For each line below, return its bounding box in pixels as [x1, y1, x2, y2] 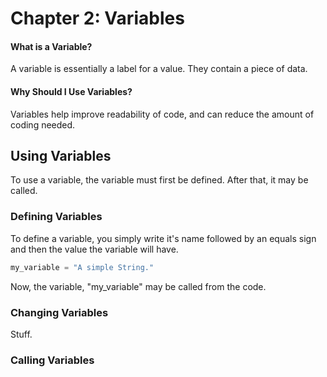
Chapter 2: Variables [10, 7, 185, 30]
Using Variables [10, 147, 112, 164]
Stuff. [10, 328, 33, 340]
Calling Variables [10, 353, 95, 367]
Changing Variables [10, 305, 109, 319]
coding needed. [10, 118, 76, 131]
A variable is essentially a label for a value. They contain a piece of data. [10, 63, 308, 75]
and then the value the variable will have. [10, 243, 179, 255]
